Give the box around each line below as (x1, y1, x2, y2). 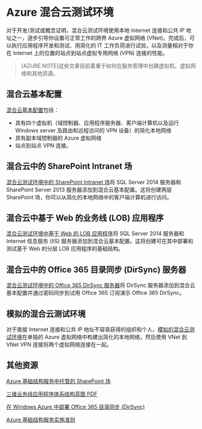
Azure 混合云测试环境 (6, 5, 114, 19)
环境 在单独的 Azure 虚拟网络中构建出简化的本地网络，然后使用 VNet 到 (11, 334, 188, 340)
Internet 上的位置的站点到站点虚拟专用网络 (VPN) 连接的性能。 (13, 49, 168, 56)
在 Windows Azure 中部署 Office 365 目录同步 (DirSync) (6, 403, 145, 410)
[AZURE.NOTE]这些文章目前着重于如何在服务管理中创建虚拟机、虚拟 (21, 62, 191, 69)
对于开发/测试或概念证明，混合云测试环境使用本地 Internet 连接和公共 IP (6, 27, 185, 34)
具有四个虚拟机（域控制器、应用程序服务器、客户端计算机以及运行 (14, 119, 179, 126)
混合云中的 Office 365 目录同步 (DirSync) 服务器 (6, 264, 186, 275)
